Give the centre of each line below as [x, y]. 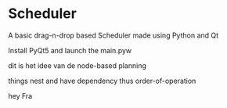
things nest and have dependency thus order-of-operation [102, 81]
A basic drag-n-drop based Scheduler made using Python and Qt [113, 35]
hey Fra [20, 95]
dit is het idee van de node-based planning [77, 65]
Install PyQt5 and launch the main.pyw [70, 50]
